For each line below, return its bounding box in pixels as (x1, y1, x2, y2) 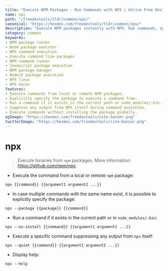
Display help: (12, 251, 39, 257)
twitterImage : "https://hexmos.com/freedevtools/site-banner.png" (5, 119, 146, 124)
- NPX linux (5, 77, 30, 82)
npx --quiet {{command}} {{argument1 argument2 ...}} (5, 242, 120, 248)
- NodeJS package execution (5, 73, 64, 78)
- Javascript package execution (5, 63, 72, 68)
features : (5, 86, 26, 92)
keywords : (5, 36, 26, 41)
